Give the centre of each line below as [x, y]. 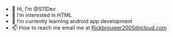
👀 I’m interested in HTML [42, 15]
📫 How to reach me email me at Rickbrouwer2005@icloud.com [89, 28]
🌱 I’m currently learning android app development [72, 21]
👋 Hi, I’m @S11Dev [34, 9]
